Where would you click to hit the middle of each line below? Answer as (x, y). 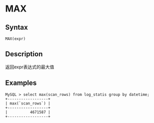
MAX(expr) (16, 39)
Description (24, 54)
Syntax (17, 27)
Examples (21, 83)
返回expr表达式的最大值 (30, 67)
